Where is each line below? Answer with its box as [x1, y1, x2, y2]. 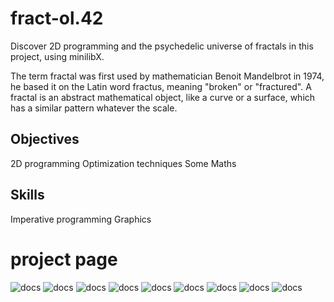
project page [10, 248, 118, 271]
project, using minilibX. [10, 50, 105, 62]
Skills [10, 187, 45, 204]
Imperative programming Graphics [10, 213, 152, 225]
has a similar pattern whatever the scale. [10, 102, 178, 114]
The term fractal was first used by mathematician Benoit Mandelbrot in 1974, [10, 70, 325, 82]
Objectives [10, 131, 80, 148]
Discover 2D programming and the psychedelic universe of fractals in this [10, 40, 314, 52]
